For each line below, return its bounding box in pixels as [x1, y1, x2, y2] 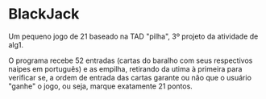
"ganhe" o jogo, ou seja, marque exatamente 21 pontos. [8, 81, 193, 91]
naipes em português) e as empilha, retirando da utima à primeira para [8, 64, 243, 73]
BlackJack [8, 5, 80, 23]
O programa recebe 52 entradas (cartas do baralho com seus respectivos [8, 56, 253, 65]
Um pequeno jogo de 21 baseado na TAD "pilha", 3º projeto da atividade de [8, 31, 259, 41]
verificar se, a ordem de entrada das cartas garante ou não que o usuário [8, 72, 252, 82]
